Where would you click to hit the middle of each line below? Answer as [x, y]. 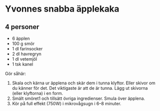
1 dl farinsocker [27, 49]
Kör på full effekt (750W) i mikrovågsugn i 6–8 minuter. [67, 103]
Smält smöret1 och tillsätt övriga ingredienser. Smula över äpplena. [79, 98]
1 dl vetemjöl [24, 59]
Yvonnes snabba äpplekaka [62, 9]
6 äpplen [21, 38]
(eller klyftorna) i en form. [38, 93]
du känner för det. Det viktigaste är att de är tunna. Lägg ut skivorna [80, 88]
